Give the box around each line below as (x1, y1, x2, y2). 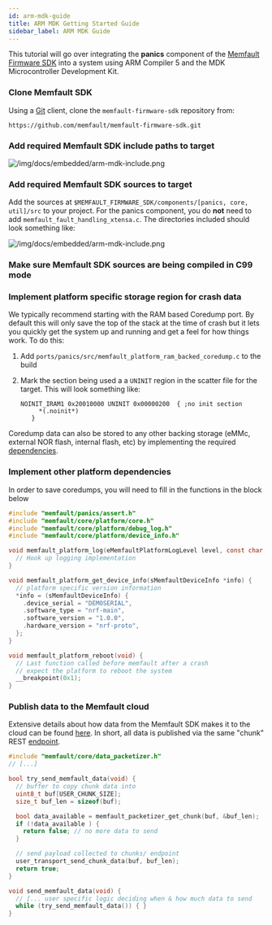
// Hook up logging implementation (15, 554, 136, 562)
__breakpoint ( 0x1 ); (15, 674, 82, 683)
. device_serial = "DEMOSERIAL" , (23, 599, 132, 607)
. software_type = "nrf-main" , (23, 607, 126, 615)
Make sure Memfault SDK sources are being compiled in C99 (8, 260, 253, 271)
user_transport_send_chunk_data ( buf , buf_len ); (15, 857, 180, 866)
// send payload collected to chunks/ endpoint (15, 849, 180, 858)
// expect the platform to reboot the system (15, 666, 173, 675)
